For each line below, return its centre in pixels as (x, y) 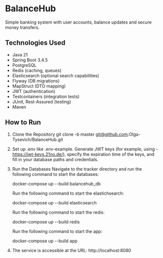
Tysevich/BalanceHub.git (38, 139)
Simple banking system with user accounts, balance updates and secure (79, 22)
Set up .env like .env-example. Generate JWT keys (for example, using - (85, 149)
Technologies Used (35, 43)
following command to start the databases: (55, 174)
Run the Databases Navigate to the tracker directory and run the (77, 169)
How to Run (23, 123)
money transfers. (22, 27)
